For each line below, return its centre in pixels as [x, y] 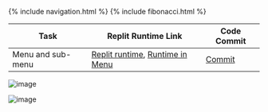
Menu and [31, 54]
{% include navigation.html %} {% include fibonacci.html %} [107, 12]
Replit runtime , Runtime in [139, 54]
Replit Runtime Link [145, 36]
